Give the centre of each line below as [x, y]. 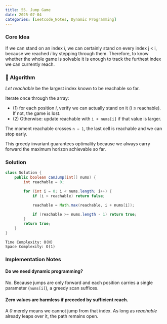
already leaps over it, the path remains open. [52, 316]
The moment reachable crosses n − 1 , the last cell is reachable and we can [84, 128]
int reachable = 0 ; [44, 182]
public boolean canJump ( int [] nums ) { [55, 178]
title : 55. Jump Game [28, 10]
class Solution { [24, 173]
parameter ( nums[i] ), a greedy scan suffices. [52, 288]
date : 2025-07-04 [24, 15]
